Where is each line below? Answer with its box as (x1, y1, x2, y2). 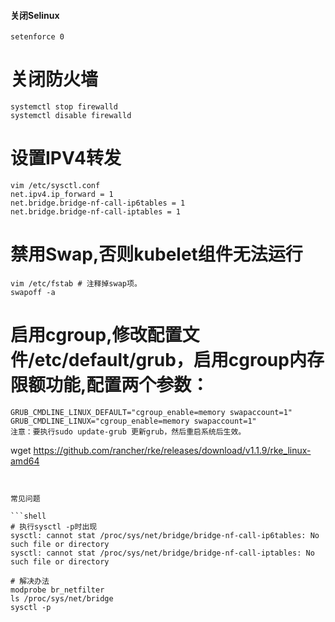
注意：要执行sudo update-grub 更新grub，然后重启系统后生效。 (10, 426, 247, 437)
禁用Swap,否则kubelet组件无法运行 (10, 243, 303, 266)
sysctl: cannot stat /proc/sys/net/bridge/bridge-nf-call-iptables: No (10, 548, 315, 558)
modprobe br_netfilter (10, 585, 105, 595)
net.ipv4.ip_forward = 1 (10, 190, 114, 200)
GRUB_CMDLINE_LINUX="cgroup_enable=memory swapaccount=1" (10, 416, 257, 426)
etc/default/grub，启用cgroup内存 (34, 349, 325, 372)
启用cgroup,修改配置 (10, 324, 183, 347)
